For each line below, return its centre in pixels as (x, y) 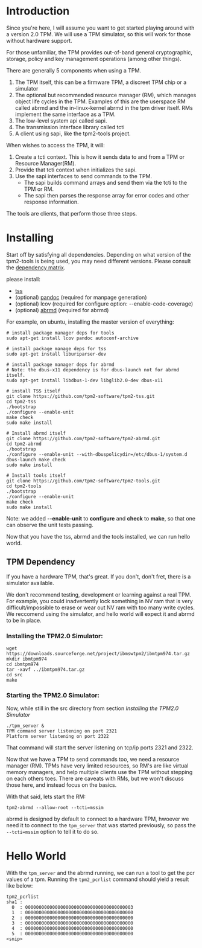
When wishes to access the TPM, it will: (56, 145)
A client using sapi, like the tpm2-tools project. (73, 133)
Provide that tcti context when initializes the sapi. (76, 170)
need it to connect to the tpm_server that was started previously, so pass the (101, 825)
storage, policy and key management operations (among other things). (94, 59)
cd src (14, 674)
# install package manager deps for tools (60, 333)
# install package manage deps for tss (56, 348)
